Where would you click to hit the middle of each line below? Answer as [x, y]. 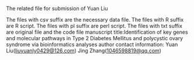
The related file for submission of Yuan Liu [57, 8]
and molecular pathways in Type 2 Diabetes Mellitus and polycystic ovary [94, 38]
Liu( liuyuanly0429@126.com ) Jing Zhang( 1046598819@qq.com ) [84, 51]
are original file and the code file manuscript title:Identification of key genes [97, 32]
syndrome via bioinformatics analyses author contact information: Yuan [92, 44]
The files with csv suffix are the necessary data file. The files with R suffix [95, 20]
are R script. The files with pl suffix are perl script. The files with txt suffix [94, 26]
